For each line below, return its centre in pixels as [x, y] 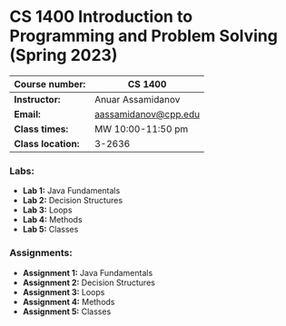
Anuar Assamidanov [137, 99]
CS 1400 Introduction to [101, 17]
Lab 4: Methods [53, 220]
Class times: [41, 129]
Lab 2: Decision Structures [73, 201]
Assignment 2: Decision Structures [89, 282]
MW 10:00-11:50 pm [141, 129]
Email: [27, 114]
